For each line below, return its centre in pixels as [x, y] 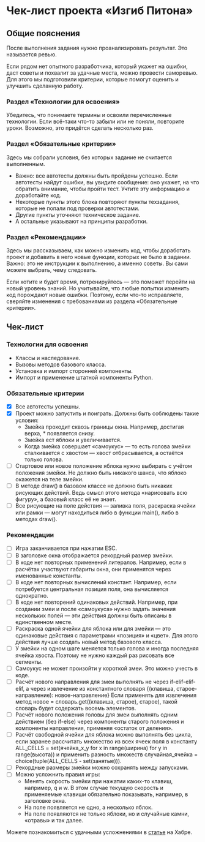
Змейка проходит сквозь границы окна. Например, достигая [104, 427]
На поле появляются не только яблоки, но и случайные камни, [107, 814]
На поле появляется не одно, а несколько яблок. [88, 807]
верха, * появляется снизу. [60, 433]
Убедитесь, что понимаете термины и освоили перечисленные [89, 115]
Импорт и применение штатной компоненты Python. [84, 377]
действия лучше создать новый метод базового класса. [89, 642]
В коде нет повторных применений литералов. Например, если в [101, 562]
